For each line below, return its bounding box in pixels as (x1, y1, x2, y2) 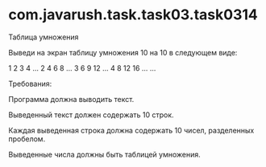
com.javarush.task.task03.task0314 (8, 6, 258, 24)
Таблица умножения (8, 32, 79, 42)
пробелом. (8, 134, 46, 144)
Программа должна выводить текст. (8, 94, 135, 104)
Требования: (8, 79, 52, 88)
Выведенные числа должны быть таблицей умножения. (8, 149, 201, 159)
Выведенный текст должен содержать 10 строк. (8, 110, 175, 120)
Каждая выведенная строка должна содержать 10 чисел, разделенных (8, 125, 255, 135)
